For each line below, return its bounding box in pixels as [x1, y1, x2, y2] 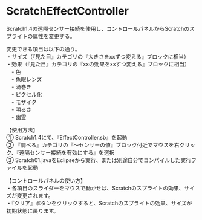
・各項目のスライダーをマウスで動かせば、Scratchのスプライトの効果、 [6, 184, 184, 192]
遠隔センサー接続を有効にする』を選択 [19, 149, 115, 156]
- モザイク [11, 98, 37, 105]
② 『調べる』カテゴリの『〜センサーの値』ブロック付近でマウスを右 [6, 141, 180, 149]
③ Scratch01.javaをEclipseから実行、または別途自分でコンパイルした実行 [6, 156, 192, 164]
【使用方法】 [6, 126, 38, 134]
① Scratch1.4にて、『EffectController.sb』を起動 [6, 134, 128, 141]
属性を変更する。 [32, 32, 76, 40]
